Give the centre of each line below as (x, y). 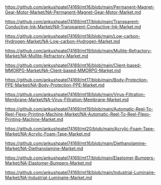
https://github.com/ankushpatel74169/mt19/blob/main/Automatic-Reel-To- (79, 109)
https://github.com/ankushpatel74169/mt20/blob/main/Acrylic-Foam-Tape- (80, 129)
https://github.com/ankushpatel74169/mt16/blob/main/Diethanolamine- (76, 143)
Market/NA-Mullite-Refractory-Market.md (47, 56)
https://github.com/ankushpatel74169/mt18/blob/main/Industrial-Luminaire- (80, 172)
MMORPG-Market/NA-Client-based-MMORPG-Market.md (63, 70)
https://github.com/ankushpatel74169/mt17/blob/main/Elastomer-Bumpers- (80, 158)
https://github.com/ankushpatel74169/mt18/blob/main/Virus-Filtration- (75, 94)
